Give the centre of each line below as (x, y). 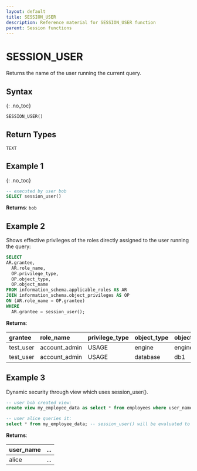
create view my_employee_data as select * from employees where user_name (99, 408)
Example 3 (26, 378)
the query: (18, 246)
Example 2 (26, 226)
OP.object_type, (31, 279)
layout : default (26, 11)
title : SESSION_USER (31, 17)
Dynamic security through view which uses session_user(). (77, 392)
